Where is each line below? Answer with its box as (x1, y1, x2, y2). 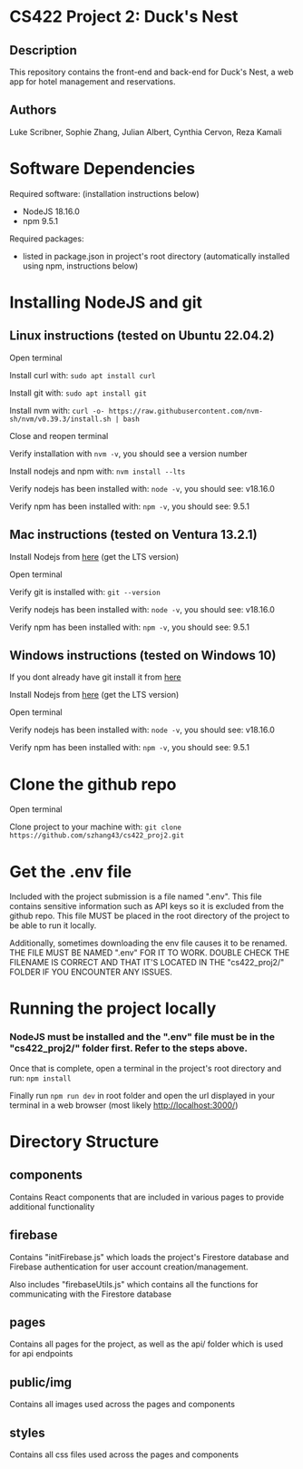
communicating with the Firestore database (9, 1288, 172, 1299)
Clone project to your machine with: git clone (9, 821, 181, 832)
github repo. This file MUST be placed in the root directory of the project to (9, 910, 290, 922)
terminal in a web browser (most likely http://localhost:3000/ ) (9, 1100, 239, 1111)
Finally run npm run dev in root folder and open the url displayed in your (9, 1090, 275, 1101)
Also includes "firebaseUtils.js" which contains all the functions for (9, 1278, 259, 1289)
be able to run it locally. (9, 920, 97, 931)
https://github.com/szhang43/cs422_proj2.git (9, 831, 184, 840)
